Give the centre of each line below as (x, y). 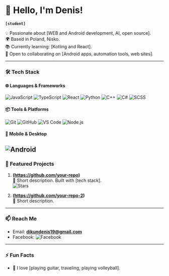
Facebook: (23, 237)
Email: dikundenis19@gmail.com (47, 232)
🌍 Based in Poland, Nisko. (33, 39)
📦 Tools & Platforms (27, 109)
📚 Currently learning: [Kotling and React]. (49, 46)
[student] (16, 24)
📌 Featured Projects (30, 164)
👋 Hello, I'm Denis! (44, 10)
